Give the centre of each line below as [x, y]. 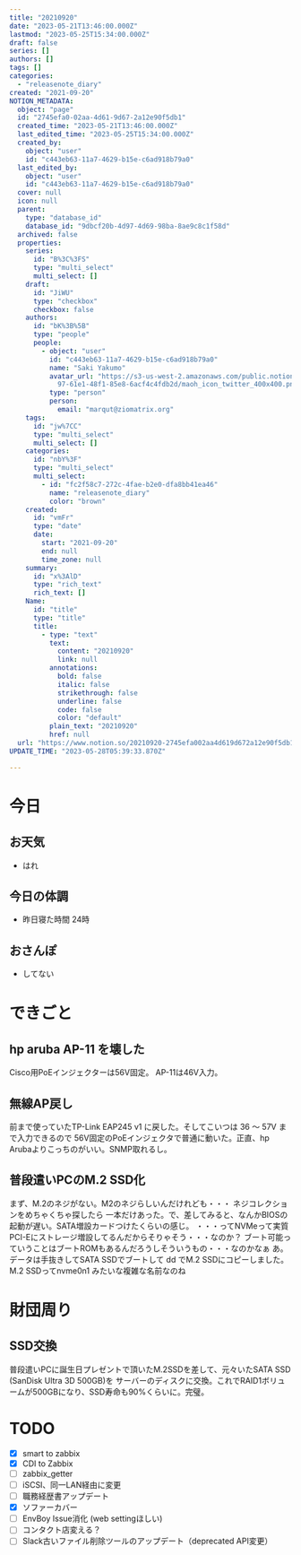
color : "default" [90, 718]
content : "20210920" [95, 651]
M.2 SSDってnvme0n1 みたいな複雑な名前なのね [98, 1271]
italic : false [83, 684]
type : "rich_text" [67, 585]
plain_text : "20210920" [94, 726]
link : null [77, 660]
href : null [69, 735]
